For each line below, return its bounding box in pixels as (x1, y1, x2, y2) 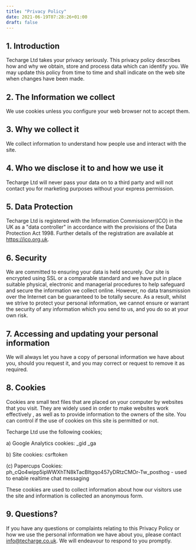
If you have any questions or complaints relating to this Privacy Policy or (6, 524, 180, 532)
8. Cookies (6, 383, 46, 393)
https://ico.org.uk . (6, 236, 50, 243)
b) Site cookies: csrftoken (6, 451, 68, 458)
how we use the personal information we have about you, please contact (6, 531, 181, 538)
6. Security (6, 252, 47, 263)
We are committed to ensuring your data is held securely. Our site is (6, 268, 170, 275)
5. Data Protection (6, 202, 73, 212)
